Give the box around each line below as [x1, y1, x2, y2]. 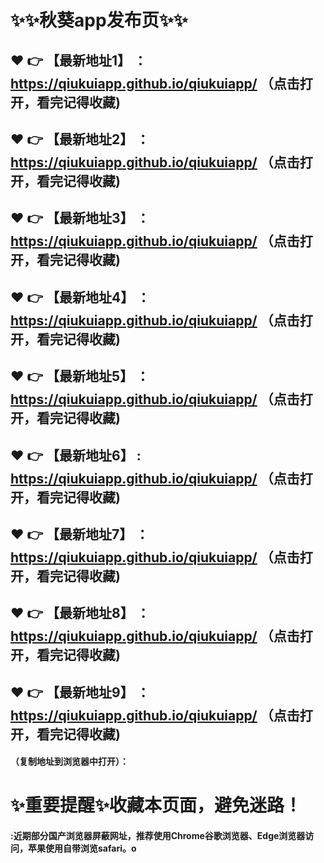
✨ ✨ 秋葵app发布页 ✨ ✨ [10, 9, 188, 32]
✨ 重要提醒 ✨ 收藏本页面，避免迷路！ [10, 794, 303, 817]
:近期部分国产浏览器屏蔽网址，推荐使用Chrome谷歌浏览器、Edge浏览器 [10, 830, 306, 842]
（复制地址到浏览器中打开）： [10, 756, 129, 768]
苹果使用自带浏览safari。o [27, 842, 137, 855]
